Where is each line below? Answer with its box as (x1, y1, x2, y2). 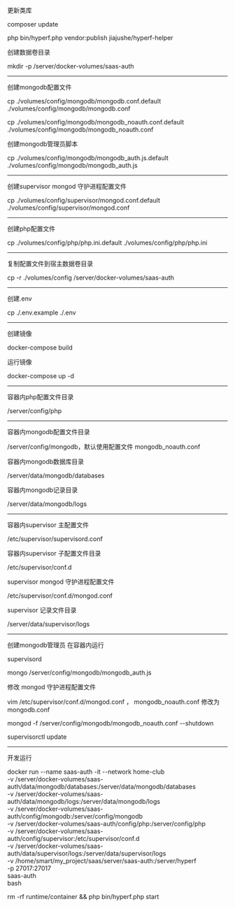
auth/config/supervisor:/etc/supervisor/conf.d (7, 835, 140, 842)
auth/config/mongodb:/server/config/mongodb (7, 812, 143, 820)
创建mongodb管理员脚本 (7, 140, 78, 148)
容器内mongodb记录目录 (7, 486, 78, 494)
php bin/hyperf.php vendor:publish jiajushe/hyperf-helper (7, 34, 173, 42)
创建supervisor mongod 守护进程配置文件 (7, 182, 127, 190)
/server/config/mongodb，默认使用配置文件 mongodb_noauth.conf (7, 442, 201, 451)
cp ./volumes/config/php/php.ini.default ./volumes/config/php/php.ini (7, 238, 208, 247)
